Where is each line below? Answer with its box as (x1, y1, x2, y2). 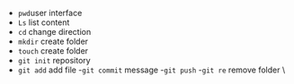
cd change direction (17, 27, 92, 37)
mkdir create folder (17, 36, 88, 46)
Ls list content (17, 17, 70, 28)
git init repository (17, 55, 92, 65)
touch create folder (17, 46, 88, 56)
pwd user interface (17, 8, 83, 18)
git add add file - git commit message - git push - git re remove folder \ (17, 64, 286, 75)
